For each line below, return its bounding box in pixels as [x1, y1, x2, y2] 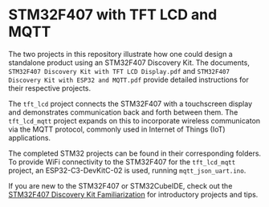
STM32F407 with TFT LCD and [8, 6, 218, 24]
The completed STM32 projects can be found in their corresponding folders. [8, 148, 262, 158]
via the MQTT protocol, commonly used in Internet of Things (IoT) [8, 124, 226, 134]
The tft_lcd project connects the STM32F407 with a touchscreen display [8, 99, 253, 108]
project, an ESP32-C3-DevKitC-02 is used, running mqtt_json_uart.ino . [8, 165, 247, 175]
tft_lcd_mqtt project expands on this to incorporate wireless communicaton [8, 116, 261, 125]
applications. [8, 132, 51, 142]
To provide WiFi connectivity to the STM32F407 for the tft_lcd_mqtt [8, 156, 236, 166]
